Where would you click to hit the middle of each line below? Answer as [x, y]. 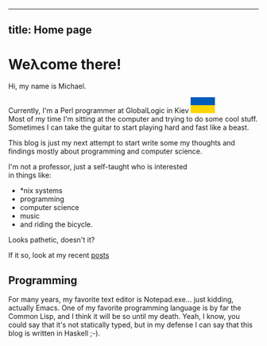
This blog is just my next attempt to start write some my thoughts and [122, 143]
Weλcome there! [65, 64]
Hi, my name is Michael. [47, 86]
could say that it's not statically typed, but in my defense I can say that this [130, 325]
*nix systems [41, 191]
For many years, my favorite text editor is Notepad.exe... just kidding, [121, 300]
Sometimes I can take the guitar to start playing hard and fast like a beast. [129, 127]
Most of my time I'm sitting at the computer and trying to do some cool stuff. [133, 119]
